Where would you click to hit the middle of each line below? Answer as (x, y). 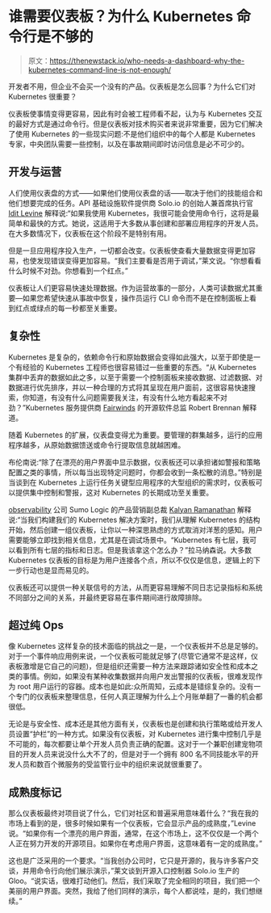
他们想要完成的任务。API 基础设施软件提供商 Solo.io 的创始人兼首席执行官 (131, 203)
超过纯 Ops (36, 625)
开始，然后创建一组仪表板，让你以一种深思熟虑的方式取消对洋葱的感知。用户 (135, 529)
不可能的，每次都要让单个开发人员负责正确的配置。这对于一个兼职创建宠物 (132, 744)
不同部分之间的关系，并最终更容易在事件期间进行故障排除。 (107, 597)
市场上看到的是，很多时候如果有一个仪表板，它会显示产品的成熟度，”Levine (132, 823)
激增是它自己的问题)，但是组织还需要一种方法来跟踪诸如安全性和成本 (137, 667)
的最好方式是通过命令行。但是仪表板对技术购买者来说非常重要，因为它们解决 (135, 124)
